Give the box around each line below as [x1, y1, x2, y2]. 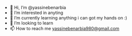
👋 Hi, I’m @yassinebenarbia [9, 5, 66, 10]
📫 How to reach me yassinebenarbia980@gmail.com [9, 26, 120, 31]
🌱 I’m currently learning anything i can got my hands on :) [9, 15, 128, 20]
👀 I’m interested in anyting [9, 10, 64, 16]
